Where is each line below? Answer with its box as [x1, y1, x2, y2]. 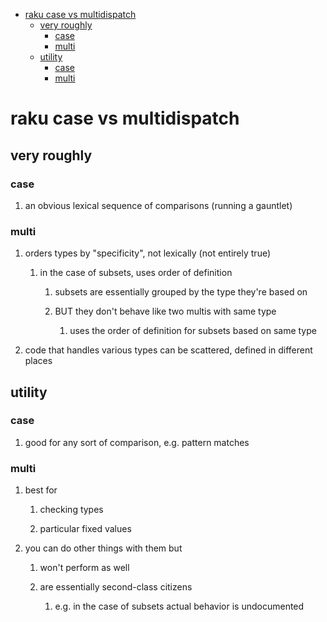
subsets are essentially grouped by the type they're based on [54, 286, 308, 298]
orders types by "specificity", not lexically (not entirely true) [24, 247, 272, 259]
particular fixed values [39, 523, 132, 535]
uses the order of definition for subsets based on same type [69, 325, 317, 337]
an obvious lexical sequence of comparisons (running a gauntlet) [24, 199, 293, 211]
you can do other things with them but [24, 542, 183, 554]
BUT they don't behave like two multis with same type [54, 305, 277, 318]
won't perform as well [39, 562, 130, 574]
